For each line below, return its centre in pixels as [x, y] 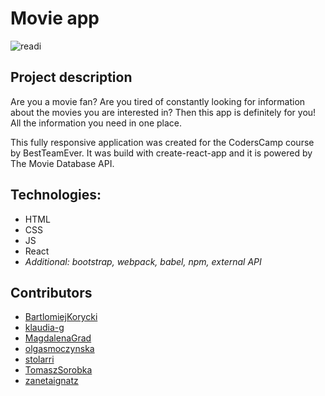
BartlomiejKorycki [61, 317]
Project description [71, 77]
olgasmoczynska [59, 349]
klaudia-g [44, 328]
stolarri [39, 359]
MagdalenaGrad [58, 338]
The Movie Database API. [62, 163]
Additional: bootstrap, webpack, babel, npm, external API [143, 261]
